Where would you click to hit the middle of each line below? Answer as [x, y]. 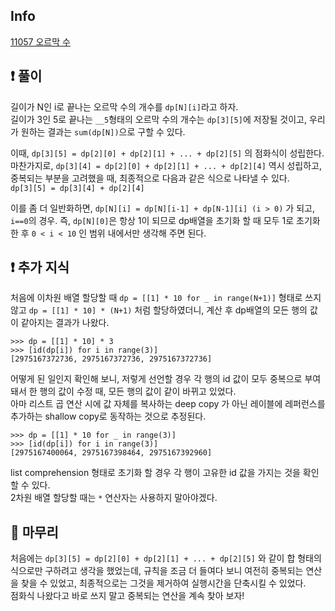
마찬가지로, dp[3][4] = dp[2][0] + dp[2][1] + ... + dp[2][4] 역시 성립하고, [166, 165]
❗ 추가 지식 [40, 267]
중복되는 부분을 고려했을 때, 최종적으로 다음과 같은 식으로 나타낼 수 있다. [150, 178]
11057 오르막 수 [40, 41]
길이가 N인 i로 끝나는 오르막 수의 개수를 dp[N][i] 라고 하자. [124, 106]
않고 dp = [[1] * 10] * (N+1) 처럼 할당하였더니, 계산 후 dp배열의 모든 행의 [159, 310]
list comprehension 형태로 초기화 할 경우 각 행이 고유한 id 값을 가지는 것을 [155, 473]
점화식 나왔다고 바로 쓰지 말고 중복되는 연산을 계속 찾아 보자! [127, 596]
